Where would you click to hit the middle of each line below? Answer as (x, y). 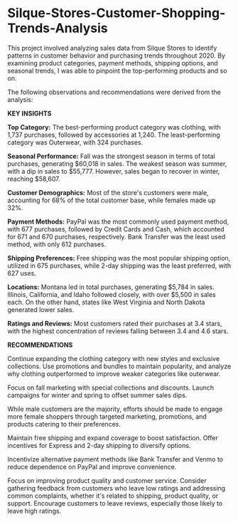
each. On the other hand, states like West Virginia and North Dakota (106, 302)
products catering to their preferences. (64, 424)
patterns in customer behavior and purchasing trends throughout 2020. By (117, 56)
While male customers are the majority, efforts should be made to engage (115, 409)
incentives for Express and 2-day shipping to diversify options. (99, 445)
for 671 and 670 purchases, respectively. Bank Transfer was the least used (117, 236)
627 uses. (22, 273)
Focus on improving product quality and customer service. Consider (107, 480)
